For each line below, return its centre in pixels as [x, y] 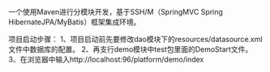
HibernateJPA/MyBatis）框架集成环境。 [75, 22]
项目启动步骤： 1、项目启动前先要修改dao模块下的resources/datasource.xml [135, 39]
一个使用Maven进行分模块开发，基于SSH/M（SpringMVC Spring [116, 12]
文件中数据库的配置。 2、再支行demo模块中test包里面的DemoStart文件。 [131, 49]
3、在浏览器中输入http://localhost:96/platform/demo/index [106, 59]
